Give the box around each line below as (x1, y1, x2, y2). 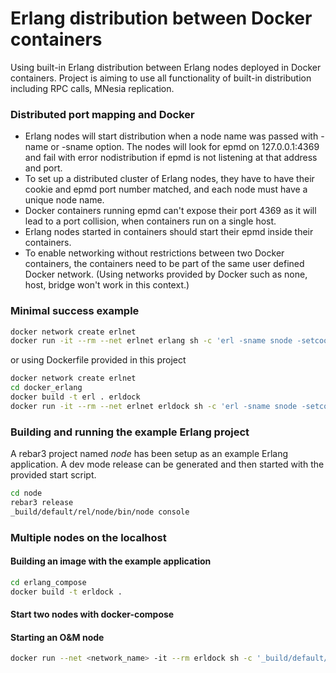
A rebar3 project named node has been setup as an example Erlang (10, 448, 289, 460)
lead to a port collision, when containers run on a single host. (24, 215, 277, 227)
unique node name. (24, 194, 105, 206)
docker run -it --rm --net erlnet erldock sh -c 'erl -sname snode (10, 401, 298, 411)
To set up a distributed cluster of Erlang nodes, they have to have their (24, 173, 315, 185)
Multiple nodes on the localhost (10, 530, 167, 544)
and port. (24, 162, 63, 174)
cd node (10, 488, 43, 499)
